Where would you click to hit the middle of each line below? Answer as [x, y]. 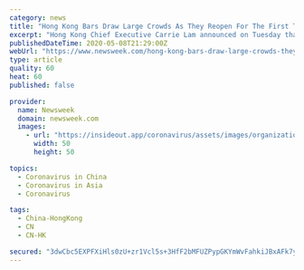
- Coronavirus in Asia [60, 185]
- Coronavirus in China [62, 177]
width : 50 [52, 144]
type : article [36, 60]
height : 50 [54, 152]
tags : [19, 210]
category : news [38, 18]
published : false [42, 85]
